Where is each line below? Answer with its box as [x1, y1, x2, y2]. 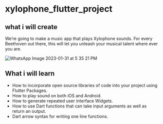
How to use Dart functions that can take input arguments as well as [12, 103, 147, 109]
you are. [5, 46, 22, 52]
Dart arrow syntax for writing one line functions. [12, 113, 109, 119]
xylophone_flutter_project [5, 3, 113, 15]
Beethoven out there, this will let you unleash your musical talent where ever [5, 41, 158, 47]
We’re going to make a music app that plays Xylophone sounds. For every [5, 35, 153, 41]
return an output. [12, 108, 46, 114]
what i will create [5, 23, 57, 31]
